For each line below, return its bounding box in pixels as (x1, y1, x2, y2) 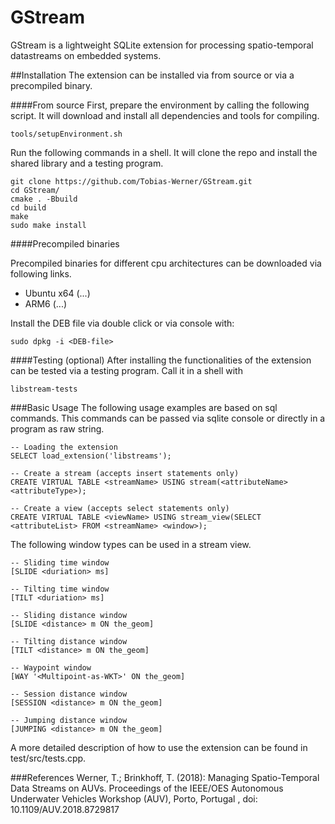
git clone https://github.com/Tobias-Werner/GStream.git (10, 176, 253, 186)
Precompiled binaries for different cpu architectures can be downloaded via (10, 257, 322, 269)
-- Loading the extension (10, 442, 118, 452)
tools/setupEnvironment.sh (10, 129, 123, 139)
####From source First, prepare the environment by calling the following (10, 99, 310, 111)
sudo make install (10, 220, 87, 230)
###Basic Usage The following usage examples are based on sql (10, 401, 278, 413)
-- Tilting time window (10, 584, 110, 594)
